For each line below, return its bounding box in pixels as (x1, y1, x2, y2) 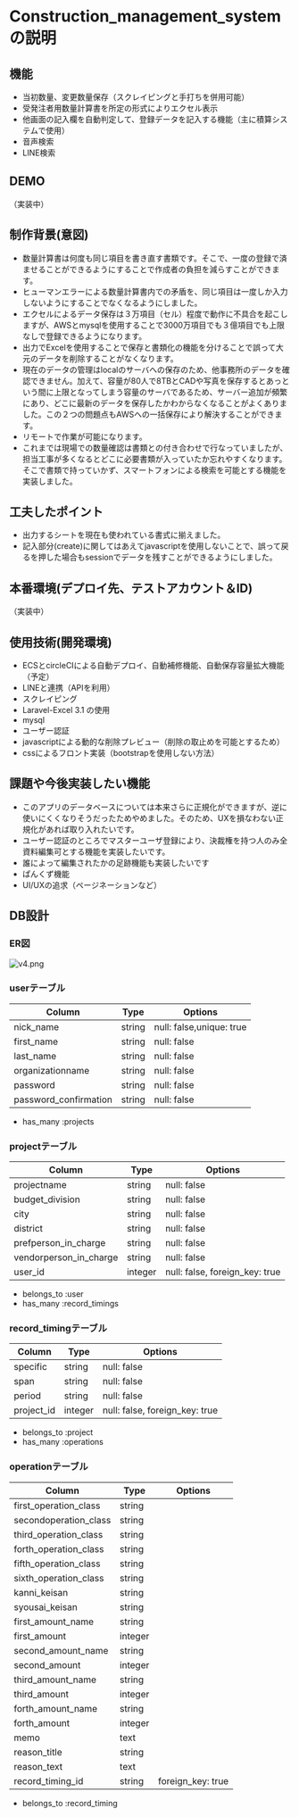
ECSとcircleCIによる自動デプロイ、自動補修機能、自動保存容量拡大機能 (21, 660, 285, 671)
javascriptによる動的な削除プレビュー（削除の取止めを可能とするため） (21, 736, 286, 747)
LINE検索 (21, 147, 56, 158)
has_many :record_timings (21, 1298, 119, 1309)
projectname (13, 1179, 67, 1191)
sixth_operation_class (13, 1572, 104, 1584)
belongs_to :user (21, 1289, 84, 1299)
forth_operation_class (13, 1542, 104, 1555)
